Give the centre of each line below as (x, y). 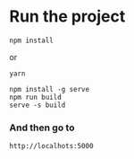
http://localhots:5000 (51, 146)
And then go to (42, 128)
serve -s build (38, 105)
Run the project (67, 17)
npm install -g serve (50, 89)
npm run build (36, 97)
